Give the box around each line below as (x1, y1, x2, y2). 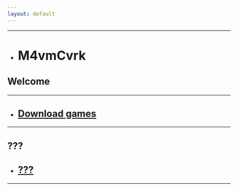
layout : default (7, 10, 55, 18)
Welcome (7, 76, 50, 88)
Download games (17, 108, 97, 120)
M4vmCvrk (17, 47, 86, 64)
